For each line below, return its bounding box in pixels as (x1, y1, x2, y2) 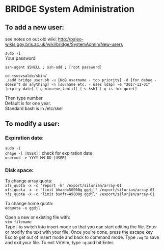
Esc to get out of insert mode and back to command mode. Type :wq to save (5, 234, 160, 240)
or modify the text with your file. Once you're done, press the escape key (5, 229, 153, 235)
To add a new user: (5, 23, 65, 32)
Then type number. (5, 95, 44, 101)
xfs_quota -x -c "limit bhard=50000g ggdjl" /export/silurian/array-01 (5, 187, 155, 192)
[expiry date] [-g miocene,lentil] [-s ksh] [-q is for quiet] (5, 86, 137, 91)
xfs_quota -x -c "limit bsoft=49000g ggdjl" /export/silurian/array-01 (5, 191, 155, 197)
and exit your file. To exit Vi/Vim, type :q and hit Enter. (5, 239, 114, 245)
